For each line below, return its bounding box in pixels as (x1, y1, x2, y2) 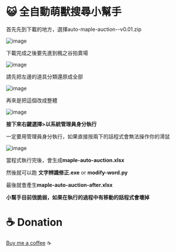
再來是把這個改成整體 (6, 97, 57, 104)
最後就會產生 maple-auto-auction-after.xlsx (6, 181, 113, 188)
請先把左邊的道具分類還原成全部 (6, 73, 83, 80)
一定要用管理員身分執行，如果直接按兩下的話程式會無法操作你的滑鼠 (6, 132, 170, 140)
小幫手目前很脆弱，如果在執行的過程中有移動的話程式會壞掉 (6, 194, 150, 201)
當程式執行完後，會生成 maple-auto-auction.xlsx (6, 156, 125, 163)
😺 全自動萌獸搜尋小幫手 (6, 5, 122, 19)
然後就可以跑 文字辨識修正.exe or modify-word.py (6, 169, 128, 176)
